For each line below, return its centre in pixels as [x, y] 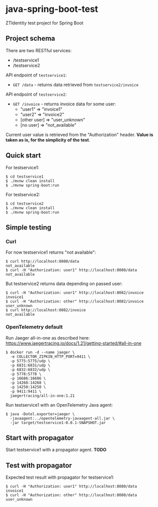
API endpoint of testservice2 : [36, 94]
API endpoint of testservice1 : [36, 75]
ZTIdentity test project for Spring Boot [44, 23]
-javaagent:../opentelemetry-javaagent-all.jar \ [62, 418]
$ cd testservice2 [25, 204]
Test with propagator [39, 465]
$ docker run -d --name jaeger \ [40, 352]
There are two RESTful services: [39, 50]
